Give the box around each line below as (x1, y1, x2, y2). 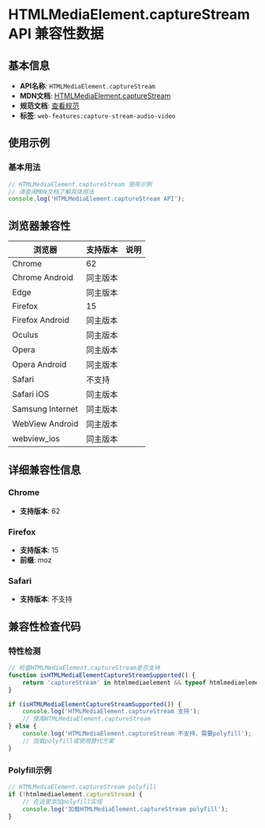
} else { (8, 722, 37, 731)
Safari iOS (12, 389, 50, 400)
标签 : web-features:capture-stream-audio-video (19, 111, 176, 120)
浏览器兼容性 (8, 219, 71, 233)
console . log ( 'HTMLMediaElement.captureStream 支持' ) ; (22, 708, 200, 716)
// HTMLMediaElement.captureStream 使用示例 (8, 180, 152, 188)
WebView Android (12, 418, 79, 429)
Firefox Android (12, 315, 69, 326)
